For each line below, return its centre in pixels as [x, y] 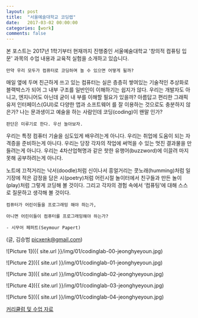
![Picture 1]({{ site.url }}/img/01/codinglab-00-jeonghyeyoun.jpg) [85, 251]
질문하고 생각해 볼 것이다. [41, 193]
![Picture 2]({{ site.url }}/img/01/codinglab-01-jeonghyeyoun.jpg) [85, 263]
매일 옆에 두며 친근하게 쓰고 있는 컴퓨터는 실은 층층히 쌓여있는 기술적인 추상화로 [98, 83]
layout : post [22, 12]
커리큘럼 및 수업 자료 [30, 309]
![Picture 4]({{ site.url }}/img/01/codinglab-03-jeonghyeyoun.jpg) [85, 286]
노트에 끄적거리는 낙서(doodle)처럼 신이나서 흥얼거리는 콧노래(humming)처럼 [95, 171]
